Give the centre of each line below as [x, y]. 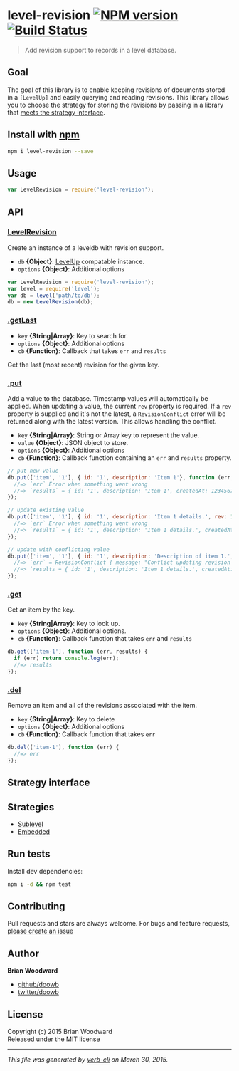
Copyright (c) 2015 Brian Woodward [60, 1032]
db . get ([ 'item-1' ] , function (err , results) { [78, 652]
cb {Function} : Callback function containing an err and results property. [124, 458]
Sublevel [31, 824]
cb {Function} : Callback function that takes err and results [105, 639]
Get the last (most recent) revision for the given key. [84, 365]
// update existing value [46, 510]
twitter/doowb [38, 992]
